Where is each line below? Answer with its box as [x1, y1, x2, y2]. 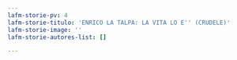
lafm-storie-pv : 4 [7, 11, 68, 19]
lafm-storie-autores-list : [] [7, 33, 107, 41]
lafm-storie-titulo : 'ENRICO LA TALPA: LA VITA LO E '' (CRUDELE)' [7, 19, 231, 26]
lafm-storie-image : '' [7, 26, 82, 34]
